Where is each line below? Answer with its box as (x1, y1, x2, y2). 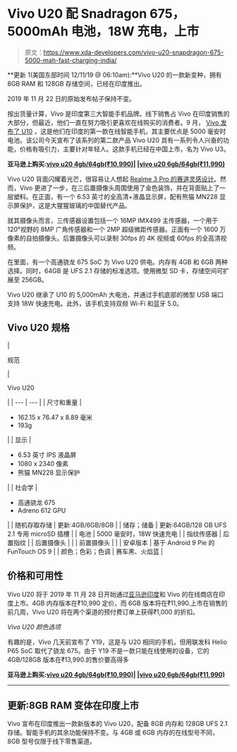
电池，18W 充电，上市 (71, 23, 200, 40)
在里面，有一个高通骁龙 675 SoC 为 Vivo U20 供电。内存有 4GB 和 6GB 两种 (7, 258, 228, 266)
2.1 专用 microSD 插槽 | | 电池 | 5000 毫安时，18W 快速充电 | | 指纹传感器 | (7, 530, 222, 538)
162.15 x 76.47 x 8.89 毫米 (17, 413, 93, 422)
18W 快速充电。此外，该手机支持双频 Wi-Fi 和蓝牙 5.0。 (20, 299, 183, 307)
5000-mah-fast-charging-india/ (24, 56, 117, 64)
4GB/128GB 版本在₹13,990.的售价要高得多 (7, 655, 129, 664)
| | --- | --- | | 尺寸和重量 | (7, 398, 83, 406)
